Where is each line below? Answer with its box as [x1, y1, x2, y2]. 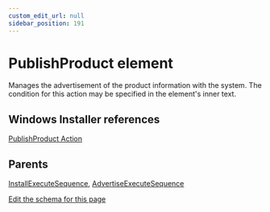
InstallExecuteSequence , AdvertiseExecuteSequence [8, 179, 185, 189]
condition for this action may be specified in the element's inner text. [8, 89, 236, 99]
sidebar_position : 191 [8, 19, 85, 27]
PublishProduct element [8, 54, 173, 73]
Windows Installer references [8, 112, 160, 126]
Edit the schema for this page [8, 194, 106, 204]
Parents [8, 157, 48, 171]
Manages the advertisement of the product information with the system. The [8, 81, 262, 90]
